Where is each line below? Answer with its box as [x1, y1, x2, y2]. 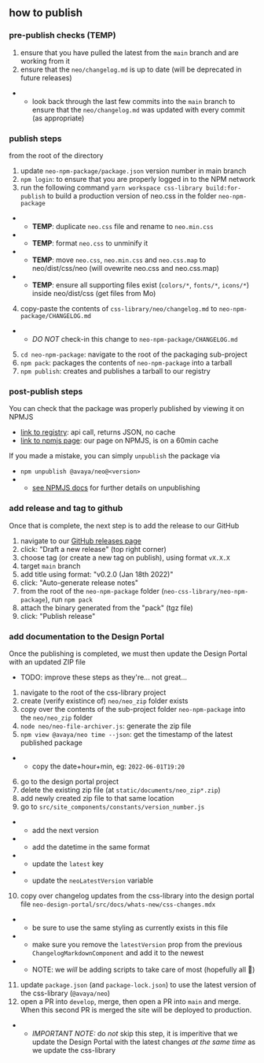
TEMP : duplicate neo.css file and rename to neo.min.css [31, 221, 214, 231]
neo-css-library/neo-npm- [163, 587, 249, 595]
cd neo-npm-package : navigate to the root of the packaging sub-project [20, 350, 248, 359]
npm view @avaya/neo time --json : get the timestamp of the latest [20, 729, 233, 739]
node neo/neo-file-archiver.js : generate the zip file [20, 720, 192, 731]
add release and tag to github [9, 503, 123, 514]
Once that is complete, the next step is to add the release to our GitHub [9, 520, 240, 530]
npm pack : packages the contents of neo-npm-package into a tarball [20, 357, 233, 367]
